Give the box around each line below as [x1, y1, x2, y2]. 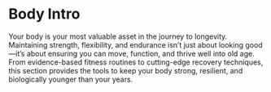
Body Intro [8, 5, 81, 23]
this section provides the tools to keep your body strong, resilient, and [8, 65, 243, 75]
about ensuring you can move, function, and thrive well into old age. [26, 48, 255, 58]
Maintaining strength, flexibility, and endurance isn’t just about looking [8, 40, 244, 49]
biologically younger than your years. [8, 74, 133, 84]
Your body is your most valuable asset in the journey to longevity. [8, 31, 228, 41]
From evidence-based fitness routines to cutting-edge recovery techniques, [8, 57, 264, 67]
